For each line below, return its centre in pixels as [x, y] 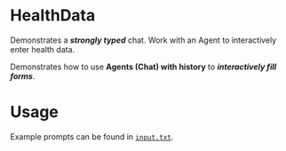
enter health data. [43, 49]
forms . [23, 75]
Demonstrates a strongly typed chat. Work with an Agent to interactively [143, 40]
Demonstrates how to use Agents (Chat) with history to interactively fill [143, 67]
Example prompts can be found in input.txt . [92, 136]
